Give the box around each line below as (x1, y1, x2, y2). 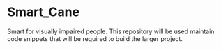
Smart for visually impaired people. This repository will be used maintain (7, 27, 215, 35)
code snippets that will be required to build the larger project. (7, 34, 183, 42)
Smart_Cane (7, 4, 80, 20)
